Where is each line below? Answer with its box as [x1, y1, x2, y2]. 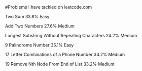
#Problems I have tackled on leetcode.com [5, 4, 92, 10]
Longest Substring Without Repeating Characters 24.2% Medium [5, 33, 137, 38]
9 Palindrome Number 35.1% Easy [5, 42, 74, 48]
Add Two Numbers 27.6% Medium [5, 23, 75, 29]
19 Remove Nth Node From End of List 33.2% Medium [5, 61, 115, 67]
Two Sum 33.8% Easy [5, 14, 50, 19]
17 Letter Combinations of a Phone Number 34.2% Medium [5, 51, 125, 57]
